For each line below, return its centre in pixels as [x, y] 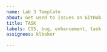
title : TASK [21, 23]
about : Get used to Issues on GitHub [54, 18]
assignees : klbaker [31, 34]
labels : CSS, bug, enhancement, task [54, 29]
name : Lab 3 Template [34, 12]
